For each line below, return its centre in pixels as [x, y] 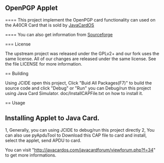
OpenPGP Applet [31, 8]
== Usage [15, 103]
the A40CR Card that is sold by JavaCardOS [50, 25]
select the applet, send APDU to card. [43, 140]
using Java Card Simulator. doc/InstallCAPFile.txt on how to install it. [74, 93]
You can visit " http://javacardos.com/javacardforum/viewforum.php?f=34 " [80, 150]
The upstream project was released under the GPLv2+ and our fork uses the [82, 53]
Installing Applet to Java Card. [52, 118]
